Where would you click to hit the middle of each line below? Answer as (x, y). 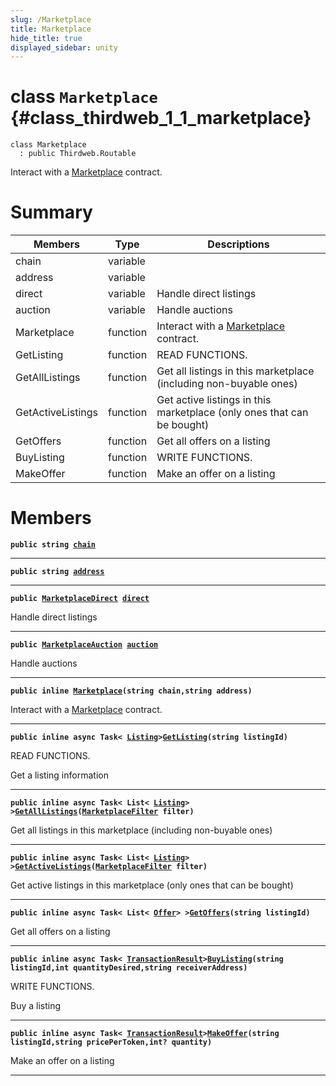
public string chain (53, 545)
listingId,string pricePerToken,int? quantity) (111, 1042)
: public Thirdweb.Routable (78, 154)
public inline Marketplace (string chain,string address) (131, 691)
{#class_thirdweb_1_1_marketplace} (161, 118)
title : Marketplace (51, 29)
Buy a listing (36, 1006)
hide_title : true (46, 38)
